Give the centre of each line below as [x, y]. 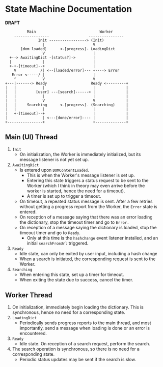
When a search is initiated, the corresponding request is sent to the [87, 259]
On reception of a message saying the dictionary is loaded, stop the [88, 227]
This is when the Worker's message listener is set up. [81, 175]
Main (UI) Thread [31, 137]
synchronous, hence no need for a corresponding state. [69, 312]
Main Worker [70, 31]
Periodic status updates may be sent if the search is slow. [78, 359]
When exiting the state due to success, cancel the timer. [76, 279]
